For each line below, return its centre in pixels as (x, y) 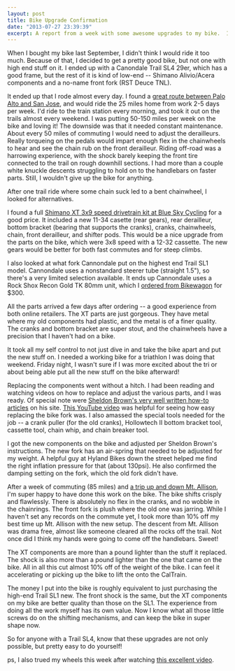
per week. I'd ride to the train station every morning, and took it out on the (114, 111)
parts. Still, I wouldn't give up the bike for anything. (80, 178)
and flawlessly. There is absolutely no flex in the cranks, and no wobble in (114, 502)
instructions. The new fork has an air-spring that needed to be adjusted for (115, 451)
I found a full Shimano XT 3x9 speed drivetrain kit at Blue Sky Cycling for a (115, 212)
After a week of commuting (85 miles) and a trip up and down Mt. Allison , (113, 487)
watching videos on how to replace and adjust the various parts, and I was (114, 393)
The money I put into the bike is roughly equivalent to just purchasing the (112, 589)
